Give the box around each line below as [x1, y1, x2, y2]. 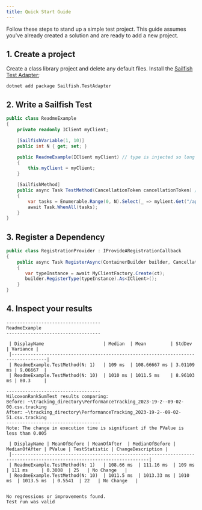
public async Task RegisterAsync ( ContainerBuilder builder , [17, 259, 171, 265]
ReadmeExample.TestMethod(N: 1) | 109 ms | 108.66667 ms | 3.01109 [14, 362, 195, 368]
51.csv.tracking [6, 414, 47, 420]
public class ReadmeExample [6, 116, 77, 122]
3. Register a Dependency [6, 232, 105, 242]
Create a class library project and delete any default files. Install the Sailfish [6, 65, 193, 72]
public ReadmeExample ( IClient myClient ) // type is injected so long [17, 154, 195, 160]
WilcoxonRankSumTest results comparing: [6, 393, 109, 399]
